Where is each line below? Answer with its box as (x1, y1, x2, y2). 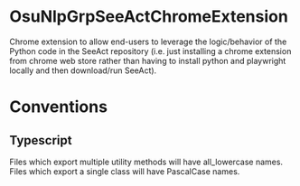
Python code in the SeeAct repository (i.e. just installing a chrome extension (9, 45, 292, 56)
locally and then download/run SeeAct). (9, 65, 157, 76)
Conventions (9, 97, 108, 117)
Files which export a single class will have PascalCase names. (9, 165, 240, 177)
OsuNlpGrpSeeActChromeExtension (9, 6, 289, 27)
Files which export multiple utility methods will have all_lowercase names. (9, 156, 283, 167)
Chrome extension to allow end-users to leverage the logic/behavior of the (9, 36, 287, 47)
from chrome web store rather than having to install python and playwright (9, 55, 286, 66)
